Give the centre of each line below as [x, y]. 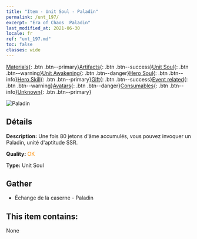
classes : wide [24, 50]
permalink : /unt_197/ [33, 17]
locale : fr [19, 34]
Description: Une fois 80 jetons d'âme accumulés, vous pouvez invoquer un [98, 136]
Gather [19, 184]
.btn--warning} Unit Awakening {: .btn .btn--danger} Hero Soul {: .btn [87, 73]
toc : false [19, 45]
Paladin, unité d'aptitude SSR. [42, 142]
